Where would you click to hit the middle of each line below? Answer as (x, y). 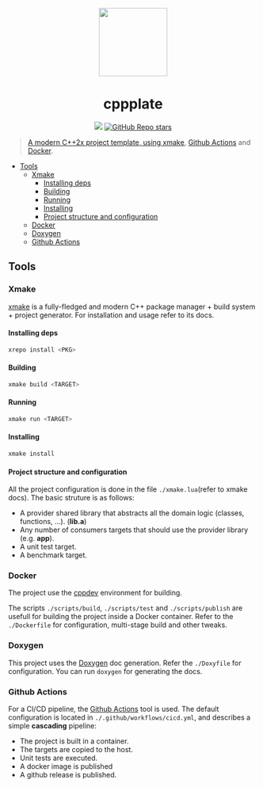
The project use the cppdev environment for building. (95, 593)
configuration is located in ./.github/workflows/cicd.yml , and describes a (130, 717)
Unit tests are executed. (58, 758)
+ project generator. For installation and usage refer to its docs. (111, 315)
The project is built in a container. (74, 741)
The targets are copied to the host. (76, 750)
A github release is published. (68, 775)
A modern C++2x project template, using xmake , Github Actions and (139, 142)
